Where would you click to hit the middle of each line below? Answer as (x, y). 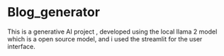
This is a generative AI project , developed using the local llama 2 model (112, 31)
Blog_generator (54, 12)
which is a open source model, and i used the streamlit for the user (105, 38)
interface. (21, 46)
